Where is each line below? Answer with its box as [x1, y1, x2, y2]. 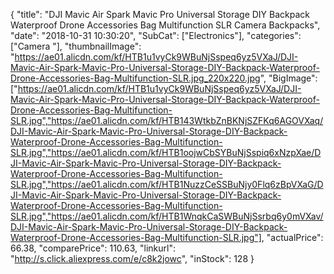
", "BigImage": [259, 72, 318, 84]
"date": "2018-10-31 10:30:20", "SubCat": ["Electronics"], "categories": [10, 30, 302, 41]
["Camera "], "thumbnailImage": [10, 40, 142, 52]
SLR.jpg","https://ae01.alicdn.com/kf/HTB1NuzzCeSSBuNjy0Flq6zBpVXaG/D [10, 179, 324, 190]
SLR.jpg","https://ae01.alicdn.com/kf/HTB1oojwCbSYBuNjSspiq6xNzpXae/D [10, 147, 322, 158]
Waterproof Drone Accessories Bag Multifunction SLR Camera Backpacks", [10, 19, 321, 31]
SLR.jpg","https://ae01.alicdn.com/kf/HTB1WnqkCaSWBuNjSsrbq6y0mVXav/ [10, 210, 324, 222]
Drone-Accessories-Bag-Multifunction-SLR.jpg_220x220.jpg [10, 72, 261, 84]
